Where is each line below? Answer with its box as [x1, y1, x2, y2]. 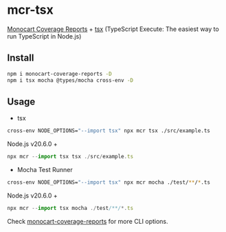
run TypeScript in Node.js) [7, 32, 82, 40]
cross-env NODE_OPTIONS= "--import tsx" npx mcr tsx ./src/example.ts [7, 127, 211, 134]
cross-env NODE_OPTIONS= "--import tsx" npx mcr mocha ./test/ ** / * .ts [7, 179, 211, 186]
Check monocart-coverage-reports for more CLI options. [7, 217, 168, 225]
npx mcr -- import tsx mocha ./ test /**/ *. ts [7, 204, 134, 211]
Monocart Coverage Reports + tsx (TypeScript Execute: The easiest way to [7, 25, 220, 33]
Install [7, 52, 34, 64]
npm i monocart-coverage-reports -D [7, 70, 112, 77]
